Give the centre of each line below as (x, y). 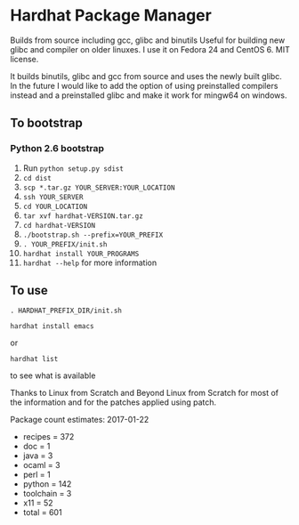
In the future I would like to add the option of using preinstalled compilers (144, 85)
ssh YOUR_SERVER (53, 197)
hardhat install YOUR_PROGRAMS (81, 254)
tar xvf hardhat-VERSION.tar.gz (83, 216)
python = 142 (47, 484)
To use (29, 291)
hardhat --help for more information (90, 262)
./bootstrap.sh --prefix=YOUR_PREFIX (93, 235)
